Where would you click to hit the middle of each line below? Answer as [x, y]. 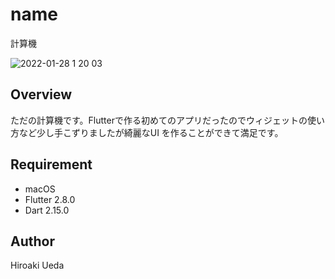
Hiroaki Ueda [37, 265]
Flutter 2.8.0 [50, 199]
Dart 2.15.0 [47, 210]
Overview [41, 94]
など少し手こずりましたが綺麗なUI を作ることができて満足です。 [151, 132]
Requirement [51, 164]
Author [32, 241]
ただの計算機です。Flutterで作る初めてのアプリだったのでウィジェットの [159, 120]
